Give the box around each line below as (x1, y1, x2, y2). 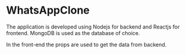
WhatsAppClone (6, 4, 90, 17)
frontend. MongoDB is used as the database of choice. (6, 29, 140, 36)
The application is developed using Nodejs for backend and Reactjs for (6, 23, 180, 30)
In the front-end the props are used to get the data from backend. (6, 41, 167, 48)
